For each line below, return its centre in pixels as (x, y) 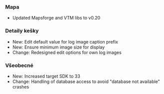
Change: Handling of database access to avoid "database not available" (86, 81)
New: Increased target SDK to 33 (46, 76)
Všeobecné (19, 65)
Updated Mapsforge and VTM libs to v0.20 (56, 18)
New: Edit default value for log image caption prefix (65, 41)
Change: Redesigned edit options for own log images (67, 52)
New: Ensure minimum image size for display (59, 47)
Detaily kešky (22, 31)
